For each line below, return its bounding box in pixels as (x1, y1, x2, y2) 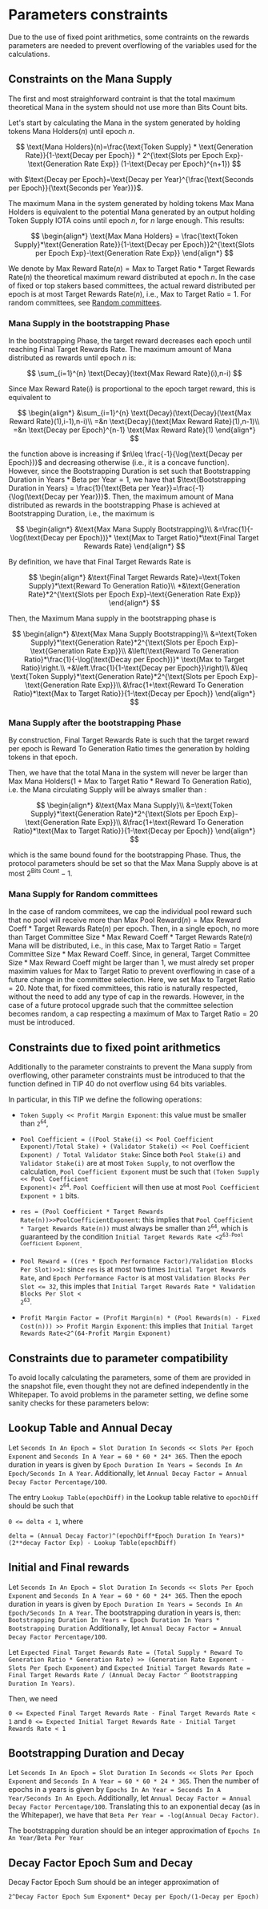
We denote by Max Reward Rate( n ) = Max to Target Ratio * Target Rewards (8, 263, 255, 273)
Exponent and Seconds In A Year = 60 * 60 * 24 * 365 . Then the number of (8, 1776, 259, 1786)
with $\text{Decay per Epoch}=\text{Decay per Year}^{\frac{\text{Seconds (8, 174, 254, 184)
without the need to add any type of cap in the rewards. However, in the (8, 992, 246, 1001)
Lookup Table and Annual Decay (8, 1422, 174, 1435)
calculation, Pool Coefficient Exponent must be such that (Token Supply (19, 1167, 260, 1176)
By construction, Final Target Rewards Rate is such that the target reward (8, 735, 250, 745)
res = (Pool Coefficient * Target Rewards (19, 1208, 164, 1216)
